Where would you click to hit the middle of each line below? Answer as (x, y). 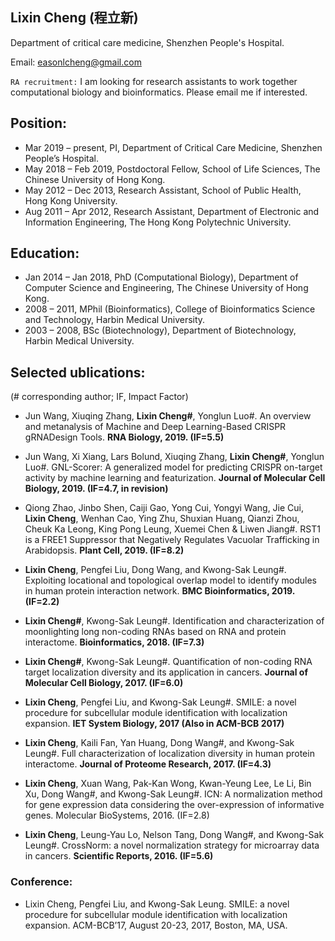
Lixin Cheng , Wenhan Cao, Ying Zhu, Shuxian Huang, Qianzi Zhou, (162, 519)
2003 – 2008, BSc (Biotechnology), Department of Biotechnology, (160, 330)
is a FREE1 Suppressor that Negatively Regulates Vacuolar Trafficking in (172, 540)
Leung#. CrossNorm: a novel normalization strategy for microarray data (172, 845)
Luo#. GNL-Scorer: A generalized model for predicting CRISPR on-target (173, 467)
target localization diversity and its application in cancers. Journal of (166, 672)
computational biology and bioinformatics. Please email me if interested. (159, 92)
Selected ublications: (78, 372)
